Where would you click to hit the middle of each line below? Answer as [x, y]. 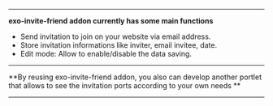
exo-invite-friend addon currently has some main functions [111, 21]
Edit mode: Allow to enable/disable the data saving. [106, 54]
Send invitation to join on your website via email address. [115, 36]
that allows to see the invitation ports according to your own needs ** [125, 85]
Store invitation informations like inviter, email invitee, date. [119, 45]
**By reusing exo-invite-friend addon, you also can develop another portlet [135, 77]
